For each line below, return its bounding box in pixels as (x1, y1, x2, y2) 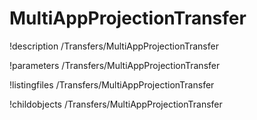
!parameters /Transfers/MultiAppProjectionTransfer (9, 59, 221, 71)
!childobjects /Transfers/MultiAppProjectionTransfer (9, 98, 223, 110)
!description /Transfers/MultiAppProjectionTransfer (9, 40, 219, 52)
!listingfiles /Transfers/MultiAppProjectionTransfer (9, 78, 215, 91)
